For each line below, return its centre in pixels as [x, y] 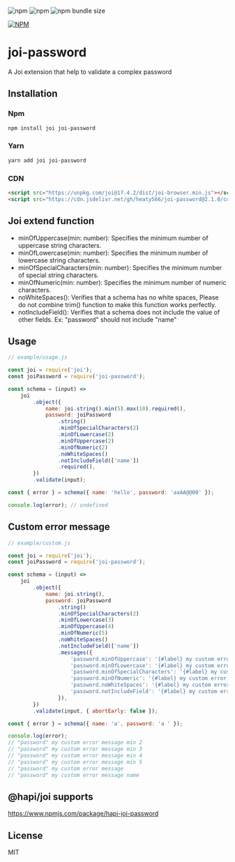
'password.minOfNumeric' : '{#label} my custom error [149, 678]
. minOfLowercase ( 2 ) [86, 435]
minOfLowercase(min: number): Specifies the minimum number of [113, 253]
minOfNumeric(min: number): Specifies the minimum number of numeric [122, 282]
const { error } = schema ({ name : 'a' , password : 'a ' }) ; [96, 723]
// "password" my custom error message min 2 [75, 743]
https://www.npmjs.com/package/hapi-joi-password [83, 814]
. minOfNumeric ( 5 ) [83, 633]
